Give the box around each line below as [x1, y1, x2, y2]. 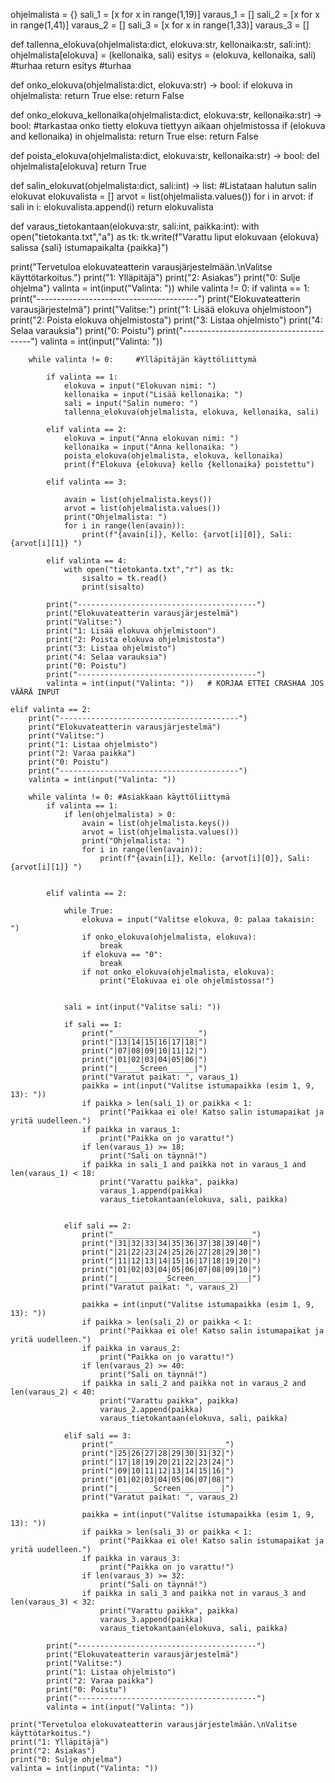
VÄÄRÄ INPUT [10, 687, 60, 697]
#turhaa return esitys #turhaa [10, 60, 132, 71]
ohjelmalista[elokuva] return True [10, 160, 147, 172]
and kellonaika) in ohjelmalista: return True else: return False [10, 130, 259, 142]
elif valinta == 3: [46, 477, 128, 487]
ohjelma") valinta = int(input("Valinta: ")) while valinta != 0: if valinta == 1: [10, 282, 310, 294]
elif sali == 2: [63, 1221, 132, 1231]
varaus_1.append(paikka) [99, 1186, 203, 1196]
